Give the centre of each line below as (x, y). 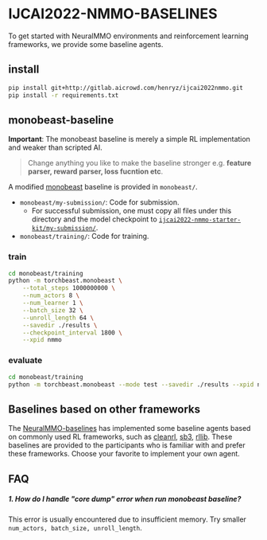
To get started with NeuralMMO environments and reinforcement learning (128, 36)
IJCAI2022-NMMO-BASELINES (113, 14)
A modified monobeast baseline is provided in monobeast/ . (103, 187)
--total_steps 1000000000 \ (69, 288)
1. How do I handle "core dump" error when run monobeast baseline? (125, 499)
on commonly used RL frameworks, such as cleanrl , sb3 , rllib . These (120, 437)
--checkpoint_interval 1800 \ (73, 333)
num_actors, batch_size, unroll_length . (75, 527)
